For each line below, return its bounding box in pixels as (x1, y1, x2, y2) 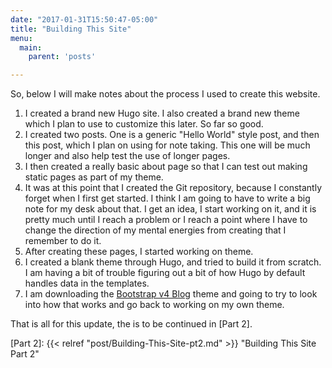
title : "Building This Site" (10, 24, 132, 34)
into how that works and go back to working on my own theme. (24, 299, 285, 311)
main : (19, 42, 43, 53)
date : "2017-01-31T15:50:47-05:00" (10, 14, 159, 25)
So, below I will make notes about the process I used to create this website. (10, 88, 321, 100)
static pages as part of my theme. (24, 171, 164, 183)
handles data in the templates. (24, 277, 150, 290)
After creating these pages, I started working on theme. (24, 246, 254, 258)
